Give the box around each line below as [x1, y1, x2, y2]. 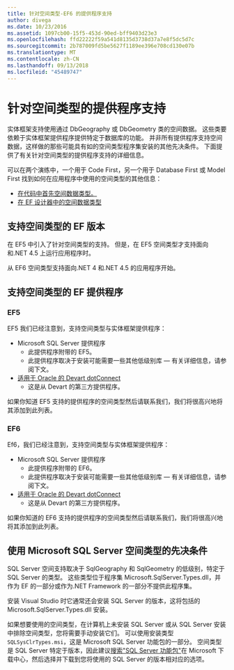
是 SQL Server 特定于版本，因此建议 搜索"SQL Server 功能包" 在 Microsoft [7, 646, 217, 655]
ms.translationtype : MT [7, 49, 77, 56]
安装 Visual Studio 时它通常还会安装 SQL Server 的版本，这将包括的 [7, 597, 201, 605]
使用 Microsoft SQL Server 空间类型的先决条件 [7, 545, 208, 556]
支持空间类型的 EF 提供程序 [7, 286, 124, 298]
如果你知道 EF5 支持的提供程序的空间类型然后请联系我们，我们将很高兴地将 [7, 397, 223, 405]
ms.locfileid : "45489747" [7, 68, 82, 75]
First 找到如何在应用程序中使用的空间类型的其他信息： [7, 175, 162, 183]
